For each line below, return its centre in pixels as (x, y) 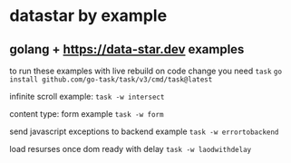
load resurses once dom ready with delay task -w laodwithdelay (131, 149)
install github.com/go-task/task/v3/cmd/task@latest (111, 80)
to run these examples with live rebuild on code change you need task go (146, 71)
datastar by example (88, 16)
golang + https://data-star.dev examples (127, 49)
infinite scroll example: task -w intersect (87, 96)
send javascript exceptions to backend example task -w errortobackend (144, 131)
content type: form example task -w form (87, 114)
